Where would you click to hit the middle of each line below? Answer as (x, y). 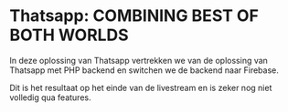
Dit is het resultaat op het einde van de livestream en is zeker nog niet (141, 87)
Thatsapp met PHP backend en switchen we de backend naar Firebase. (144, 70)
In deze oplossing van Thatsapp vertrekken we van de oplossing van (139, 60)
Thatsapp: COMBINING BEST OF (134, 16)
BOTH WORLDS (69, 35)
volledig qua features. (50, 97)
